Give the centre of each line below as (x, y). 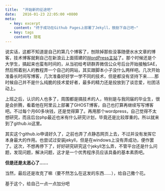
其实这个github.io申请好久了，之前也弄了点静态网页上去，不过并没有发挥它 (81, 134)
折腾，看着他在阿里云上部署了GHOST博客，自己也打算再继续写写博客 (83, 105)
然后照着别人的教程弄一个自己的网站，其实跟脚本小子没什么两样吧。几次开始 (82, 70)
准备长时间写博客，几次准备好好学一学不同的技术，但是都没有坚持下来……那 (82, 76)
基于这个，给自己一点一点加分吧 (37, 183)
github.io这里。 (29, 123)
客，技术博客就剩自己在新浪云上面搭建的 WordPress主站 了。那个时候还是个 (81, 57)
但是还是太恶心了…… (27, 163)
